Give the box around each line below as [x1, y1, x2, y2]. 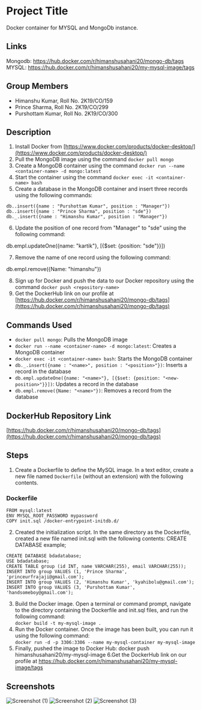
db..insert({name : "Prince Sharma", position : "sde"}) [6, 209, 152, 215]
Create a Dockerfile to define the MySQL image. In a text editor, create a [14, 466, 194, 473]
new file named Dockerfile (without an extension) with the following [14, 473, 184, 480]
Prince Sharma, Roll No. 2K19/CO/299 [14, 103, 109, 110]
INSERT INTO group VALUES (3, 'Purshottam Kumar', [6, 585, 136, 591]
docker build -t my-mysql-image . [14, 621, 101, 627]
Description [6, 127, 51, 137]
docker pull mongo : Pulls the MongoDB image [14, 336, 128, 343]
